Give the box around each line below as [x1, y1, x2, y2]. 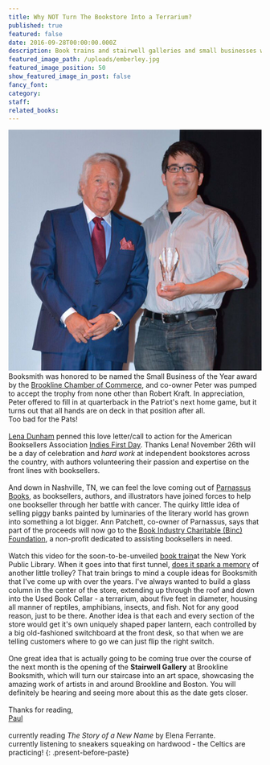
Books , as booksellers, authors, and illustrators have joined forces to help [8, 491, 252, 501]
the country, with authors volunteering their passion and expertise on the [8, 457, 250, 467]
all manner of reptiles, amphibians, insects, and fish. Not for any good [8, 603, 239, 612]
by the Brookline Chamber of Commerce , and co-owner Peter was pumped [8, 380, 257, 390]
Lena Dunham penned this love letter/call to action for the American [8, 431, 232, 442]
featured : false [8, 30, 63, 38]
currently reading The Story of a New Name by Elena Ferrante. [8, 730, 216, 740]
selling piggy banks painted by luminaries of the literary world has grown [8, 508, 249, 518]
